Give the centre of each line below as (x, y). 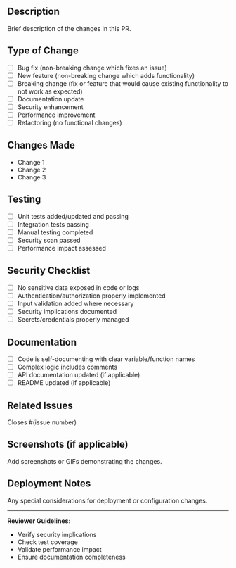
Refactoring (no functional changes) (70, 123)
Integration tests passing (53, 224)
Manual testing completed (55, 232)
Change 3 (32, 177)
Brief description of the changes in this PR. (69, 28)
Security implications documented (67, 311)
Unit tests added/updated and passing (73, 216)
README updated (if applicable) (64, 383)
